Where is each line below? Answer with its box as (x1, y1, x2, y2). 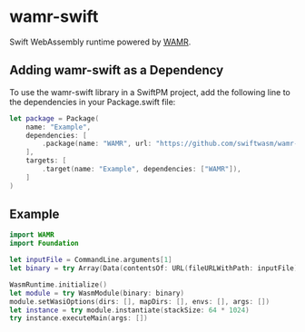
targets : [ (25, 156, 67, 165)
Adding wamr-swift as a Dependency (9, 63, 224, 78)
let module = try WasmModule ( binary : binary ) (9, 288, 184, 298)
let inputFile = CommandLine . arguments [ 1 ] (9, 256, 172, 265)
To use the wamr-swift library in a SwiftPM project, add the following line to (9, 86, 290, 97)
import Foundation (9, 239, 79, 249)
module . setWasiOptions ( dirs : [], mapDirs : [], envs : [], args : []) (9, 297, 271, 306)
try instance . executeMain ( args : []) (9, 314, 148, 323)
